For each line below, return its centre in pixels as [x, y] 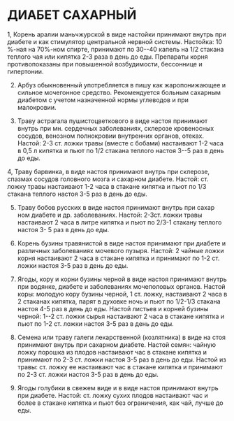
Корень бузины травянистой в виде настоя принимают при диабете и [122, 243]
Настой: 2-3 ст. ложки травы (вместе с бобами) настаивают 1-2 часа [120, 143]
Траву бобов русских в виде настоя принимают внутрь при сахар [116, 207]
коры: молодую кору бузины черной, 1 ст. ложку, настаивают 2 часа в [122, 294]
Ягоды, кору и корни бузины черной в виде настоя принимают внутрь [122, 279]
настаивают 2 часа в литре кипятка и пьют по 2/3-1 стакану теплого [119, 222]
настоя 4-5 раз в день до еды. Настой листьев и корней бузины [113, 308]
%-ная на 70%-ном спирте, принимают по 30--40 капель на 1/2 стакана [116, 49]
